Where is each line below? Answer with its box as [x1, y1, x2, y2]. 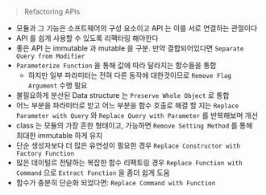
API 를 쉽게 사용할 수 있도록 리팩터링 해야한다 [15, 34, 159, 43]
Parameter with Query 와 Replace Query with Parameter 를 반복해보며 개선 [15, 111, 259, 120]
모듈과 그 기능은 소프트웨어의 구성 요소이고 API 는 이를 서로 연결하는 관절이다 [15, 23, 258, 33]
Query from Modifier [15, 52, 85, 60]
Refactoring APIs [23, 7, 81, 16]
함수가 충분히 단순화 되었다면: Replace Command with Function [15, 178, 216, 187]
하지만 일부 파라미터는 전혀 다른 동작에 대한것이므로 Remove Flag [27, 71, 232, 79]
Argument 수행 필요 [27, 80, 88, 90]
